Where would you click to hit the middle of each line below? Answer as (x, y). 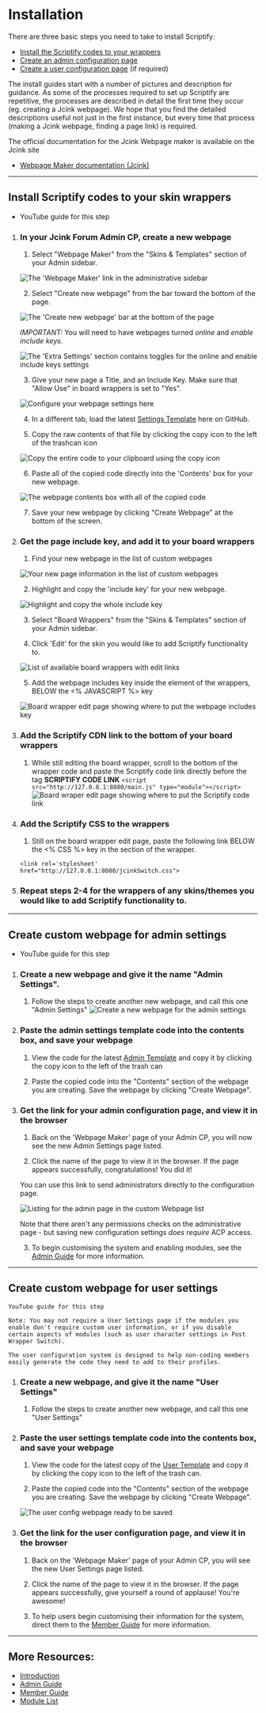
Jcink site (24, 150)
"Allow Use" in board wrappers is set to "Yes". (106, 389)
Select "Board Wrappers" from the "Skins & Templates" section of (139, 620)
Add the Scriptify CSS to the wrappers (95, 823)
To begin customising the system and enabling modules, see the (137, 1248)
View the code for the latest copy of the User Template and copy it (140, 1465)
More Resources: (51, 1657)
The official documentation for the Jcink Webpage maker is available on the (131, 141)
